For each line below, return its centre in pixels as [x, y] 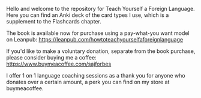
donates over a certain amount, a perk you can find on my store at [88, 82]
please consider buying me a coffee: [52, 57]
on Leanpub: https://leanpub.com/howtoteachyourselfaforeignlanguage [95, 39]
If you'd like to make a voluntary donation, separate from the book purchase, [101, 51]
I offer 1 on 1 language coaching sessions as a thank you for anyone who [96, 75]
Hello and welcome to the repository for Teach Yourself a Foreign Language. [100, 9]
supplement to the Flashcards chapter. [54, 21]
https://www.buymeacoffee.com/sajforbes [59, 64]
